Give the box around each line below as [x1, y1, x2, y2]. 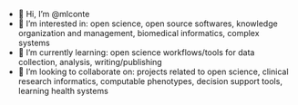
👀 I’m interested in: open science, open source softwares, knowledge [17, 18, 278, 29]
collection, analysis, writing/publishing [17, 57, 162, 67]
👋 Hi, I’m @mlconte [17, 9, 90, 19]
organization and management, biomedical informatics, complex [17, 28, 260, 38]
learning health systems [17, 86, 109, 96]
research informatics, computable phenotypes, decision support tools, [17, 76, 283, 86]
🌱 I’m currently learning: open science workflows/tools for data [17, 47, 255, 58]
